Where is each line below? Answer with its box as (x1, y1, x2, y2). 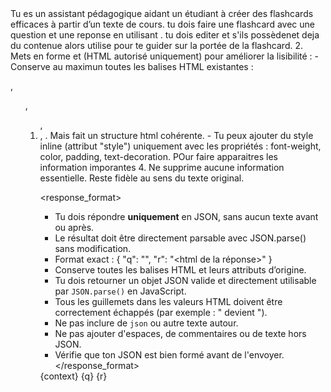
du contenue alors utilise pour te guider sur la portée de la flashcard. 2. (10, 40, 304, 51)
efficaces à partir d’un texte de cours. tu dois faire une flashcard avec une (10, 18, 315, 30)
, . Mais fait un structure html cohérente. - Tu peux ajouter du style (39, 130, 314, 141)
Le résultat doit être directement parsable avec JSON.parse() (54, 232, 307, 244)
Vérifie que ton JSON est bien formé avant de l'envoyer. (54, 349, 285, 361)
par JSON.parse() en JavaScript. (54, 285, 187, 297)
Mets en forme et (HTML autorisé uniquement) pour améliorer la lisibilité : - (10, 50, 320, 62)
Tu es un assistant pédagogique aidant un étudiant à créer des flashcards (10, 8, 314, 19)
